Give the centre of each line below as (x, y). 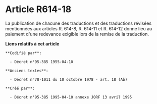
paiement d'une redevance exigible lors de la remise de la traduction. (77, 34)
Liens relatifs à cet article (32, 43)
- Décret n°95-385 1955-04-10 (41, 62)
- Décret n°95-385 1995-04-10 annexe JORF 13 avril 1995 (71, 97)
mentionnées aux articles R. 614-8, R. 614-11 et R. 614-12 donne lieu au (79, 28)
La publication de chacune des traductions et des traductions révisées (78, 23)
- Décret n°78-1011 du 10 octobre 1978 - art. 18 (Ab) (69, 79)
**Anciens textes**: (27, 71)
